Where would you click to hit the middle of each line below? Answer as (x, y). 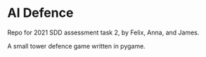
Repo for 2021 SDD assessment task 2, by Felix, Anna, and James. (103, 32)
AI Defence (40, 13)
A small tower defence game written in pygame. (76, 46)
